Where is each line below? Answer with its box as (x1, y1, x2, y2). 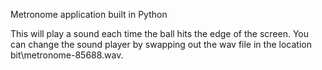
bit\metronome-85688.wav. (10, 49, 124, 61)
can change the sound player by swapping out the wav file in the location (10, 39, 312, 50)
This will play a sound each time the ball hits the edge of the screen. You (10, 28, 310, 39)
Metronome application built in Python (10, 9, 168, 20)
